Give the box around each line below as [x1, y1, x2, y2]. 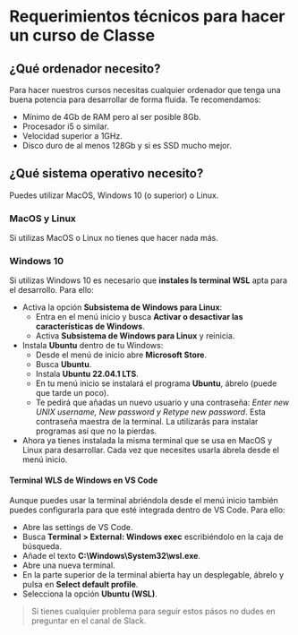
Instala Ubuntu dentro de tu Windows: [21, 340, 164, 351]
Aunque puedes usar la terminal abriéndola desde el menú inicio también [9, 494, 279, 505]
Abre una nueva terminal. [21, 560, 115, 571]
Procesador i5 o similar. [21, 121, 109, 132]
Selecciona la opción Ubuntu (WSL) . [21, 588, 158, 599]
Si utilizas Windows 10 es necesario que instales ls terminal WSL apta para [9, 275, 288, 286]
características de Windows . [35, 321, 145, 332]
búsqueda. [21, 540, 63, 552]
